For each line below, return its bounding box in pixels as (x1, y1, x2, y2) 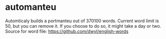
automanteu (5, 1, 57, 13)
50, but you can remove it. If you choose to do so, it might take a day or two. (5, 23, 162, 29)
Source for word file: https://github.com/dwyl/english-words (5, 28, 129, 34)
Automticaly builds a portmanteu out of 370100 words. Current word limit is (5, 18, 159, 24)
